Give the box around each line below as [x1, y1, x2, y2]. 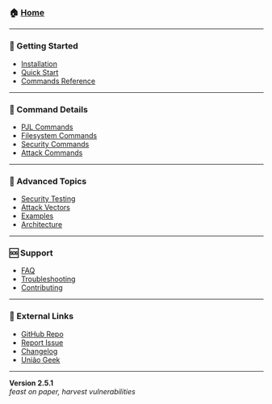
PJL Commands [20, 122, 73, 132]
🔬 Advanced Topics [9, 175, 87, 187]
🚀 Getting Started [9, 40, 79, 52]
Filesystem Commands [20, 130, 98, 140]
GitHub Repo [20, 329, 64, 339]
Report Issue [20, 338, 64, 347]
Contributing [20, 283, 63, 292]
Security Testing [20, 194, 76, 204]
